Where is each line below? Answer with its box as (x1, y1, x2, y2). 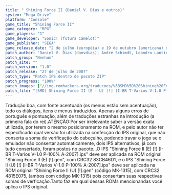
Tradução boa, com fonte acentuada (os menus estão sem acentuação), (5, 102, 158, 108)
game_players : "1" (5, 31, 45, 36)
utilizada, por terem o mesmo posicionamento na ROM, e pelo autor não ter (5, 124, 164, 130)
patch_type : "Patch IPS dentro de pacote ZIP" (5, 74, 106, 79)
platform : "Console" (5, 17, 50, 22)
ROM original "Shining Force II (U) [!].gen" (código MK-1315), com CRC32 (5, 167, 160, 174)
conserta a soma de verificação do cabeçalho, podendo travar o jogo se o (5, 135, 162, 141)
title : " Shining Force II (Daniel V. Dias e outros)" (5, 7, 125, 13)
